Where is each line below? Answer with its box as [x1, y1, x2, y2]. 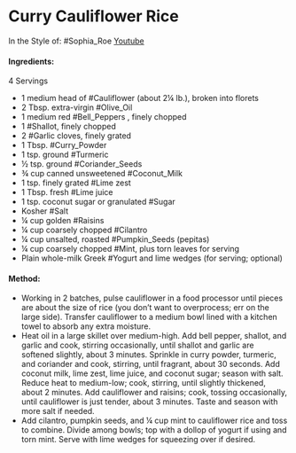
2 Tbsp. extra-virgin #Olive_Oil [20, 102, 133, 113]
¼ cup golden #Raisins [20, 215, 105, 226]
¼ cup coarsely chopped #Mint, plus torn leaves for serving [20, 244, 240, 254]
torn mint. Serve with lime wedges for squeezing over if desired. [20, 434, 256, 445]
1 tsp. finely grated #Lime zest [20, 177, 132, 188]
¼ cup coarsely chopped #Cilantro [20, 224, 148, 236]
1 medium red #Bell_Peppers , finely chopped [20, 112, 187, 122]
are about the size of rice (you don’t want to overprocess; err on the [20, 302, 269, 313]
